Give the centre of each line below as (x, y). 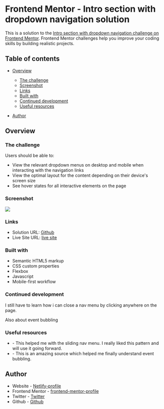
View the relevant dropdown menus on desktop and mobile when (78, 165)
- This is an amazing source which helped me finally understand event (83, 353)
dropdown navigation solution (67, 19)
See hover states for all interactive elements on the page (69, 186)
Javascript (23, 277)
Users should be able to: (30, 156)
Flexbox (20, 271)
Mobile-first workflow (34, 282)
